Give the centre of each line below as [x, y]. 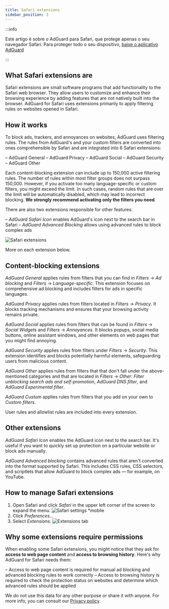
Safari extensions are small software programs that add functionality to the [83, 88]
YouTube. [15, 477]
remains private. [22, 314]
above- [157, 371]
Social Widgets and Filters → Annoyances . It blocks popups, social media [82, 330]
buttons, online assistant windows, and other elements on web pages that [82, 335]
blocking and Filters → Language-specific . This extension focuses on [78, 283]
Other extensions [33, 428]
